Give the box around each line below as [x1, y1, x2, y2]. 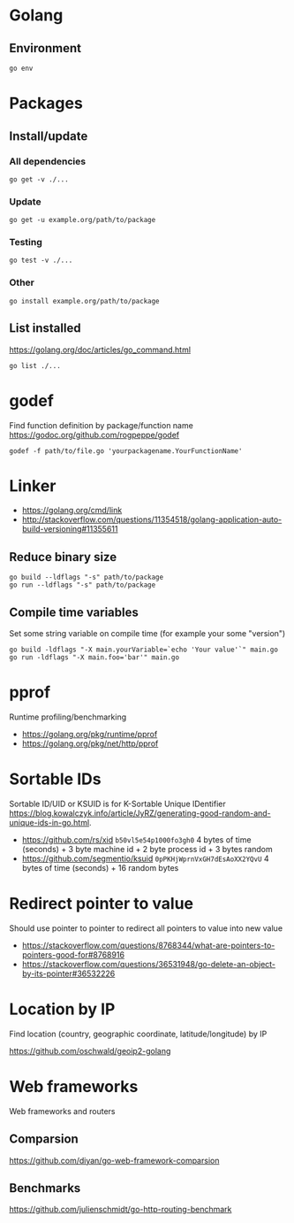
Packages [9, 94, 84, 113]
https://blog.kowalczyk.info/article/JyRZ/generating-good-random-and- [9, 807, 271, 819]
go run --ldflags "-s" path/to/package [9, 581, 156, 589]
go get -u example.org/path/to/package [9, 216, 156, 225]
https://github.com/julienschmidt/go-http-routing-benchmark [9, 1204, 232, 1215]
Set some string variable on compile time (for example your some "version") [9, 628, 286, 639]
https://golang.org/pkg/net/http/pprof [21, 738, 159, 749]
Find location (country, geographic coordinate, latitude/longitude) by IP [9, 1028, 268, 1039]
